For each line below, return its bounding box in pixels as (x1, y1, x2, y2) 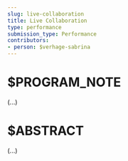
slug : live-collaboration (7, 10, 84, 18)
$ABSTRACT (7, 123, 84, 139)
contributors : (7, 37, 50, 44)
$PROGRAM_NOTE (7, 74, 122, 90)
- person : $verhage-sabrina (7, 43, 91, 51)
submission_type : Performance (7, 30, 97, 38)
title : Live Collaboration (7, 17, 87, 24)
